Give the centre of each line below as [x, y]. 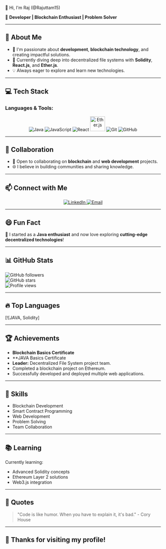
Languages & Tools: [29, 108]
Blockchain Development [38, 406]
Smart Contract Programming [42, 411]
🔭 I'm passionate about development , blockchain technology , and [81, 49]
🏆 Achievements [32, 338]
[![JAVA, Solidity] [22, 317]
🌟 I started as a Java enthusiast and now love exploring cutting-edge [76, 234]
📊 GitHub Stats [29, 261]
